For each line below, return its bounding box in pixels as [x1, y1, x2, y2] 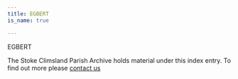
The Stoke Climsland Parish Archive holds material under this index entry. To [7, 56, 232, 64]
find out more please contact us [7, 63, 101, 72]
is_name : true [7, 17, 50, 24]
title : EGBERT [7, 10, 50, 18]
